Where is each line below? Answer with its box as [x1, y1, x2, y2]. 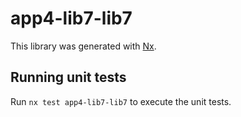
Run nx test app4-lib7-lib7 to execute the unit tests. [10, 95, 232, 107]
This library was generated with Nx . [10, 40, 157, 52]
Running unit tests [10, 69, 127, 86]
